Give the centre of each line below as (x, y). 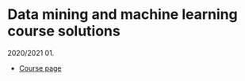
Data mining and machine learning (123, 15)
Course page (40, 68)
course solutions (64, 31)
